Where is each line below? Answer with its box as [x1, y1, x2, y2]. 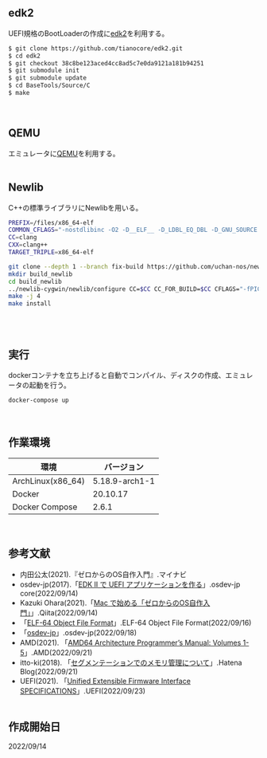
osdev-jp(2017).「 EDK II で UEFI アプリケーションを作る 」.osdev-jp [19, 579, 241, 589]
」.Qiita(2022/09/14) [30, 607, 98, 617]
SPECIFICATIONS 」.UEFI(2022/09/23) [19, 685, 145, 696]
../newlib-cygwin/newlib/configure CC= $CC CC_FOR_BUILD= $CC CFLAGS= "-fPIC [8, 285, 261, 293]
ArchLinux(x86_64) [12, 475, 85, 486]
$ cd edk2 [8, 52, 41, 60]
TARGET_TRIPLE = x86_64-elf [8, 249, 94, 257]
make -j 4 [8, 293, 41, 300]
